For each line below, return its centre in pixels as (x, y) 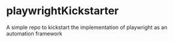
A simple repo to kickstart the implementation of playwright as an (87, 27)
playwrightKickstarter (62, 11)
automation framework (34, 33)
